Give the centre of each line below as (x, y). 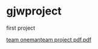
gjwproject (34, 11)
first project (21, 28)
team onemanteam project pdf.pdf (49, 39)
